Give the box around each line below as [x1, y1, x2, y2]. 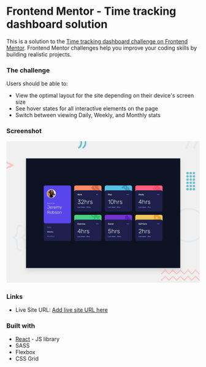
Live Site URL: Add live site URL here [15, 306, 109, 314]
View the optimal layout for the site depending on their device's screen [15, 92, 194, 99]
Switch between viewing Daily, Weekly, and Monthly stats [15, 112, 161, 119]
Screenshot [6, 127, 42, 136]
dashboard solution [6, 17, 108, 31]
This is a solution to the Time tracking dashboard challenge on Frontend [6, 37, 188, 45]
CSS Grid [15, 355, 39, 363]
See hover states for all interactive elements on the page [15, 105, 158, 112]
